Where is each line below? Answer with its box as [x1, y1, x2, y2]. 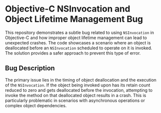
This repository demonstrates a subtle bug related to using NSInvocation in [5, 29, 154, 35]
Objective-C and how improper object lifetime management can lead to [5, 35, 147, 41]
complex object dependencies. [5, 102, 67, 108]
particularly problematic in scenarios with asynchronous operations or [5, 98, 145, 103]
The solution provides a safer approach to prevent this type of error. [5, 50, 141, 56]
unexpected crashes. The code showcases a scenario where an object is [5, 40, 151, 45]
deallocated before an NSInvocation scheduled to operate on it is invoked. [5, 45, 153, 51]
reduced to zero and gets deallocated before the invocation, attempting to [5, 87, 153, 93]
